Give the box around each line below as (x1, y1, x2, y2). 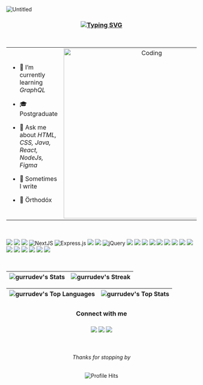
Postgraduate (19, 109, 58, 118)
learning (19, 78, 43, 86)
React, (19, 146, 38, 154)
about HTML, (19, 131, 57, 139)
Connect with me (76, 309, 127, 317)
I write (19, 182, 37, 190)
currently (19, 70, 45, 79)
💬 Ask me (19, 123, 47, 131)
